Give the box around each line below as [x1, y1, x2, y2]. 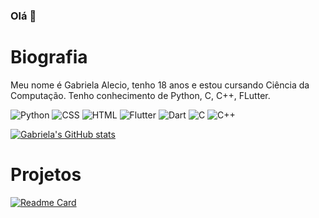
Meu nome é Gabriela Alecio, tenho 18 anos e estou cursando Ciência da [10, 79, 310, 91]
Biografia [10, 46, 88, 69]
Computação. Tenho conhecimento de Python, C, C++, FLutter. [10, 89, 271, 101]
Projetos [10, 164, 82, 186]
